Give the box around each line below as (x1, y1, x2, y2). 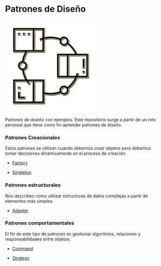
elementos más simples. (5, 198, 54, 204)
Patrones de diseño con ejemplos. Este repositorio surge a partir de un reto (5, 117, 156, 122)
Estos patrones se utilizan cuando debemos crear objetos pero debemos (5, 145, 151, 151)
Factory (12, 160, 28, 166)
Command (12, 245, 33, 251)
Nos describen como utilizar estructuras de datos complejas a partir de (5, 193, 148, 199)
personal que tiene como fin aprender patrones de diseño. (5, 121, 122, 128)
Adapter (12, 207, 29, 214)
